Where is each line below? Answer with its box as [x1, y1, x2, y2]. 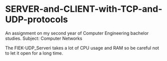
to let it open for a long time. [5, 50, 63, 56]
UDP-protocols [5, 14, 68, 25]
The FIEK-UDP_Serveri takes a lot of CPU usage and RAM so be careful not [5, 45, 160, 51]
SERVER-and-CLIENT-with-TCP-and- [5, 3, 163, 15]
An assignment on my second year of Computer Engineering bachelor [5, 30, 149, 36]
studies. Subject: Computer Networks [5, 35, 82, 41]
